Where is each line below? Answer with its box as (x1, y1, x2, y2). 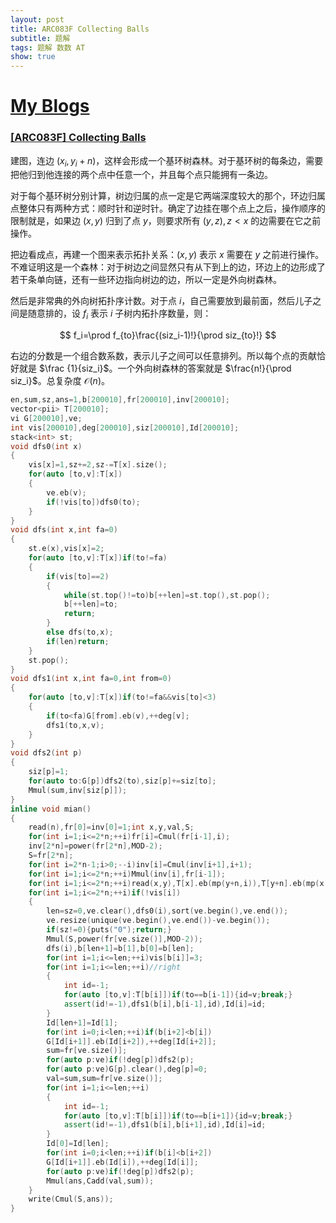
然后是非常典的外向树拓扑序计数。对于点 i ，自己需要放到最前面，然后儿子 (10, 295, 313, 307)
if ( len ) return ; (46, 636, 110, 646)
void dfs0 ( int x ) (10, 441, 83, 451)
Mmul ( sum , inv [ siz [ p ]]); (28, 785, 128, 795)
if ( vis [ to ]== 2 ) (46, 571, 110, 581)
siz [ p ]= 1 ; (28, 767, 70, 777)
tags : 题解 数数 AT (10, 42, 86, 53)
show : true (10, 52, 56, 62)
